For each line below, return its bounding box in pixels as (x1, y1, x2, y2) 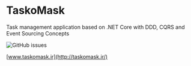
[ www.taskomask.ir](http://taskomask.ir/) (6, 53, 108, 60)
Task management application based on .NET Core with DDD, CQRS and (6, 23, 185, 31)
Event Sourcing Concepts (6, 29, 70, 37)
